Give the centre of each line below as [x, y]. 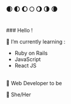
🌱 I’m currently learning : [36, 42]
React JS [26, 66]
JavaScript [28, 59]
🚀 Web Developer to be [34, 83]
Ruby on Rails [31, 53]
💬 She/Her [18, 95]
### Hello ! [20, 31]
